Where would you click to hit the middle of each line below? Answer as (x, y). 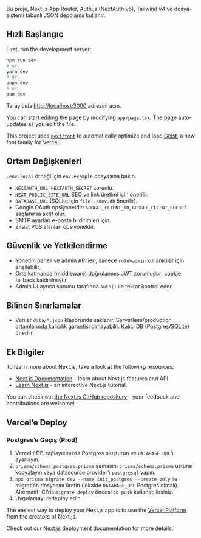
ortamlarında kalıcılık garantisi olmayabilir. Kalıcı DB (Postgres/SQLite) (102, 327)
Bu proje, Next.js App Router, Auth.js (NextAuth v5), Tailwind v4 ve (90, 9)
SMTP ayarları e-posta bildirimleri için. (63, 220)
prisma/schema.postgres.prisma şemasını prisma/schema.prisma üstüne (104, 466)
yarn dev (17, 72)
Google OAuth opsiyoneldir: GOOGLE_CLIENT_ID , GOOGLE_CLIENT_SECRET (101, 207)
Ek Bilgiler (26, 352)
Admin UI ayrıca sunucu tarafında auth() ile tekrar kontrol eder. (94, 286)
